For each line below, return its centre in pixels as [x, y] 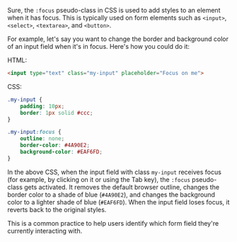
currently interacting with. [45, 231]
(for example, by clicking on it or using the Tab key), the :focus [99, 179]
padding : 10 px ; [42, 106]
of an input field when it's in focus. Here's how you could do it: [98, 46]
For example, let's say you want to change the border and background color [118, 39]
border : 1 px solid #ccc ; [57, 113]
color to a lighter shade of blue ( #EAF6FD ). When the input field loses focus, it [118, 202]
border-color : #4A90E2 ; [55, 145]
